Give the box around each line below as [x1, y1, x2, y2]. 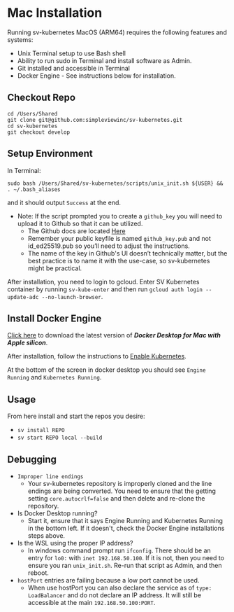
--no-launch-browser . [41, 292, 103, 300]
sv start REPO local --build [17, 434, 103, 442]
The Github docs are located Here [27, 226, 126, 235]
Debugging [7, 453, 57, 465]
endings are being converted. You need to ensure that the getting [27, 487, 217, 495]
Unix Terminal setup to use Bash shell [17, 49, 126, 57]
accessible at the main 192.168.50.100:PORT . [27, 599, 156, 606]
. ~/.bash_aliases [7, 186, 61, 193]
